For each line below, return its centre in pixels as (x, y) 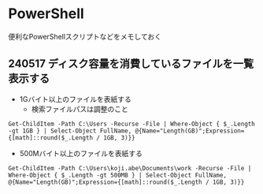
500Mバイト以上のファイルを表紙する (81, 153)
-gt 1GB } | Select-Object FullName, (70, 131)
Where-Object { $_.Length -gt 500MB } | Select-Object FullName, (117, 175)
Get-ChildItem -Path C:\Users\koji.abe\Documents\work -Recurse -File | (130, 168)
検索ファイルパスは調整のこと (80, 109)
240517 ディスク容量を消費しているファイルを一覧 (131, 64)
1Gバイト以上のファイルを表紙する (75, 99)
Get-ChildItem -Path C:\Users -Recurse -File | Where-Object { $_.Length (132, 124)
